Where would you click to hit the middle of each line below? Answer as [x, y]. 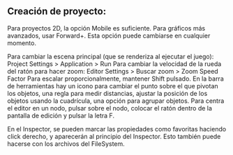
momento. [22, 43]
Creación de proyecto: [57, 11]
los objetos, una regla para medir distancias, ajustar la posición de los [107, 93]
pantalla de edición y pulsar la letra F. [61, 115]
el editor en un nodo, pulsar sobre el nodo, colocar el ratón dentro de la [110, 108]
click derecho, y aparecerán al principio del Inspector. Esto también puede [114, 136]
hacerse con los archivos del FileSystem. [66, 144]
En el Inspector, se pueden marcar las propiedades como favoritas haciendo [117, 129]
